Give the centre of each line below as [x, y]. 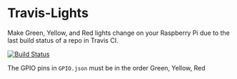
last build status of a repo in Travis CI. [63, 40]
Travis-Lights [48, 13]
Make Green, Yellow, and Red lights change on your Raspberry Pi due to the [118, 33]
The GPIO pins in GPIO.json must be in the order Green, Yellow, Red [106, 68]
